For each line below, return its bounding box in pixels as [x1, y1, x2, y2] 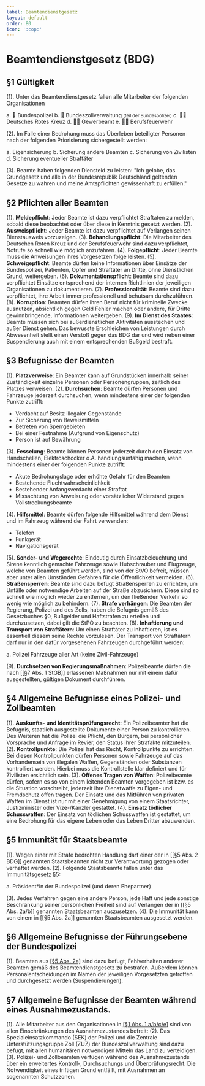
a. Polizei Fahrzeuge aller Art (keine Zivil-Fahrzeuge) [6, 650, 139, 658]
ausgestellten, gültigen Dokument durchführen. [6, 676, 125, 683]
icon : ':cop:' [6, 26, 43, 33]
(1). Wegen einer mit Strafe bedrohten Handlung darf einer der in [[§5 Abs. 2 [6, 851, 198, 858]
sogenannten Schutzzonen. [6, 1073, 76, 1080]
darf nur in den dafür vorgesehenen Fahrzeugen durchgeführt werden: [6, 639, 185, 646]
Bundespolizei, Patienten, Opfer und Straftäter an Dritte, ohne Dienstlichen [6, 266, 194, 274]
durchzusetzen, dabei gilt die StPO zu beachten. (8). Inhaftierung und [6, 619, 184, 626]
